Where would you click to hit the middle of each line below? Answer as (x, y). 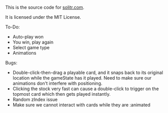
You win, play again (33, 42)
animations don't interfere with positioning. (57, 83)
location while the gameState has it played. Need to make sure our (82, 78)
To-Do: (13, 27)
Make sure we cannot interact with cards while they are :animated (81, 105)
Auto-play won (28, 37)
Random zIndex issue (35, 99)
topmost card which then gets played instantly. (61, 94)
